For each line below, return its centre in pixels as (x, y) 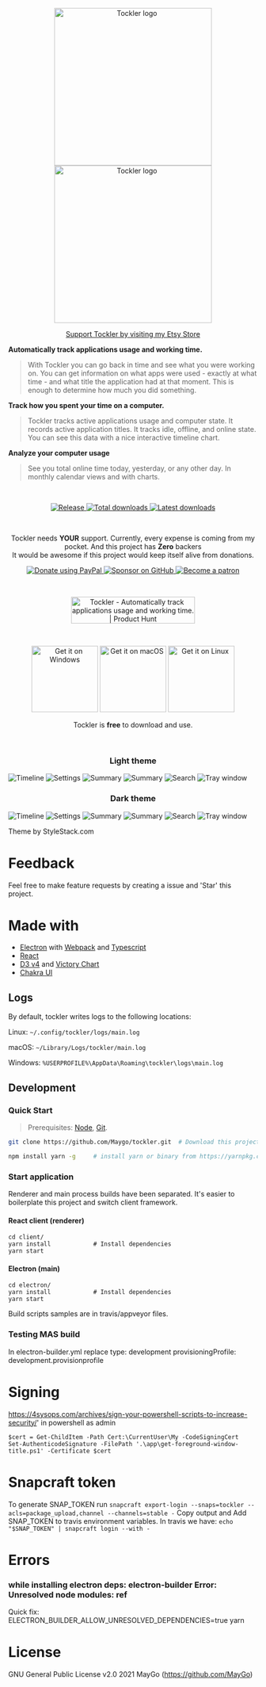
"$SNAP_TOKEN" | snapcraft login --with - (79, 1529)
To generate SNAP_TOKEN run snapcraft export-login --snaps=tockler (126, 1504)
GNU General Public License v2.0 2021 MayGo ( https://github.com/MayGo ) (131, 1674)
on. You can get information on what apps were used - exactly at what (142, 373)
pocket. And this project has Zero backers (133, 546)
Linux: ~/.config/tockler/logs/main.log (74, 1032)
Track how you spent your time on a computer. (86, 405)
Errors (29, 1560)
